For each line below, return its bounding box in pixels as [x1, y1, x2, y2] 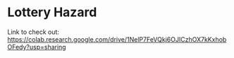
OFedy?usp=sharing [7, 42, 66, 51]
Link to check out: [7, 28, 60, 36]
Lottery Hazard [7, 4, 97, 21]
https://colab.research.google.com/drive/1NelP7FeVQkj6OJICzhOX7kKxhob [7, 35, 227, 43]
